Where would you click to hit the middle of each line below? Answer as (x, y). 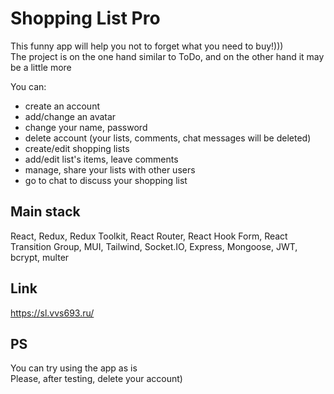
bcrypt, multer (40, 257)
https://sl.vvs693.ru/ (52, 313)
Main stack (45, 212)
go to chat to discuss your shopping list (106, 180)
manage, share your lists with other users (110, 169)
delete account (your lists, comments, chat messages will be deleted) (168, 138)
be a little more (41, 67)
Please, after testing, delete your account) (96, 379)
